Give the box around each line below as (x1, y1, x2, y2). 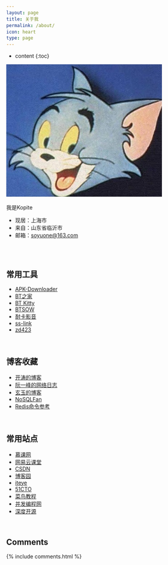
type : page (6, 35, 34, 42)
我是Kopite (6, 204, 33, 211)
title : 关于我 (6, 16, 39, 22)
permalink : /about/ (6, 22, 55, 28)
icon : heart (6, 29, 36, 35)
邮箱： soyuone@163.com (14, 232, 79, 239)
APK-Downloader (14, 285, 58, 292)
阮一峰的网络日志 (14, 381, 58, 388)
